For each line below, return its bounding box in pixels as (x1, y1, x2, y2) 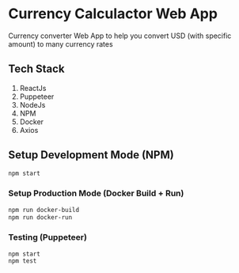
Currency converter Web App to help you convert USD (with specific (8, 31, 232, 40)
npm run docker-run (8, 213, 73, 222)
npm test (8, 256, 37, 265)
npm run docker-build (8, 206, 80, 214)
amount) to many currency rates (8, 39, 113, 48)
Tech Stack (8, 63, 65, 76)
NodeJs (19, 100, 46, 109)
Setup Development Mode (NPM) (8, 148, 174, 162)
